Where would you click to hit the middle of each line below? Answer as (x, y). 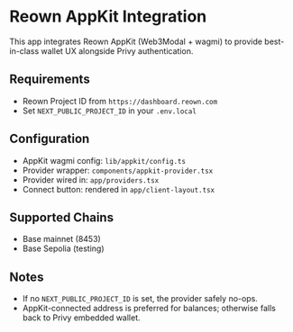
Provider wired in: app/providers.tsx (91, 179)
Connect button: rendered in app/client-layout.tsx (119, 189)
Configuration (50, 139)
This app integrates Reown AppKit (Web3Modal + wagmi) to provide (136, 41)
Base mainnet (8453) (61, 239)
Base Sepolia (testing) (64, 248)
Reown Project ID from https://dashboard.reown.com (120, 101)
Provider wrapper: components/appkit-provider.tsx (118, 170)
